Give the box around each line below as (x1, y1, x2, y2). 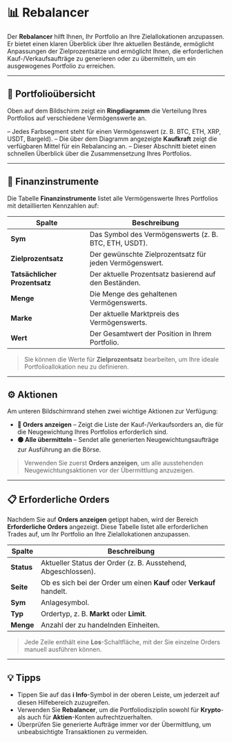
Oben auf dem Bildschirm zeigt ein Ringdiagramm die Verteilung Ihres (7, 106, 207, 115)
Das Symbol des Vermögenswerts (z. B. (89, 229, 219, 239)
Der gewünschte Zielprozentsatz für (89, 249, 206, 259)
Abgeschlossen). (41, 567, 96, 577)
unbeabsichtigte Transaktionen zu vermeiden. (17, 728, 148, 735)
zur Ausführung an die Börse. (17, 445, 101, 454)
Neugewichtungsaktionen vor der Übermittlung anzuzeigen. (23, 466, 195, 474)
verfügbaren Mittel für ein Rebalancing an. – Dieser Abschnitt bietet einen (7, 142, 216, 150)
